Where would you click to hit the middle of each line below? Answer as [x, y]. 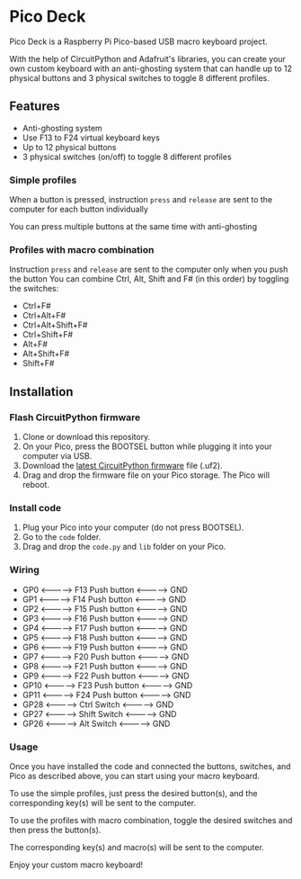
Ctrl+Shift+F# [48, 335]
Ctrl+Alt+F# [44, 316]
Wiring [25, 570]
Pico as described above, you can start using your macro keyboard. [135, 776]
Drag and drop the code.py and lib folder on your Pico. [124, 547]
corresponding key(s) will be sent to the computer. [102, 803]
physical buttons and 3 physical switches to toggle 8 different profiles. [139, 77]
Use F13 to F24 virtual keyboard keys [91, 138]
